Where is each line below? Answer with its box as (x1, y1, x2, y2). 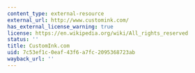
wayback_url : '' (7, 56, 54, 63)
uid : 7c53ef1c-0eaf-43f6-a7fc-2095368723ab (7, 49, 136, 56)
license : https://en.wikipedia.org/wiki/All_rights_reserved (7, 29, 189, 37)
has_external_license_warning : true (7, 23, 114, 30)
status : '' (7, 36, 39, 43)
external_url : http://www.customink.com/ (7, 17, 130, 24)
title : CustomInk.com (7, 42, 70, 49)
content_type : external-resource (7, 10, 104, 17)
